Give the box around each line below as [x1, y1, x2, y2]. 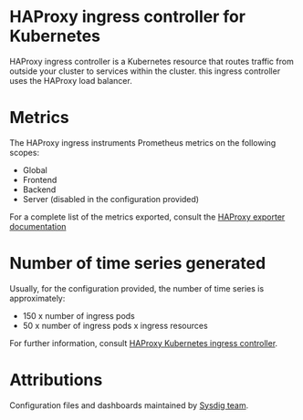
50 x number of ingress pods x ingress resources [22, 320, 208, 331]
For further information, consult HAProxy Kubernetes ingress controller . [9, 337, 278, 348]
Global [22, 164, 47, 175]
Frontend [22, 174, 57, 185]
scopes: [9, 147, 39, 158]
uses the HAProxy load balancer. [9, 75, 132, 86]
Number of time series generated [9, 253, 266, 274]
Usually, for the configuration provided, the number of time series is [9, 282, 265, 293]
